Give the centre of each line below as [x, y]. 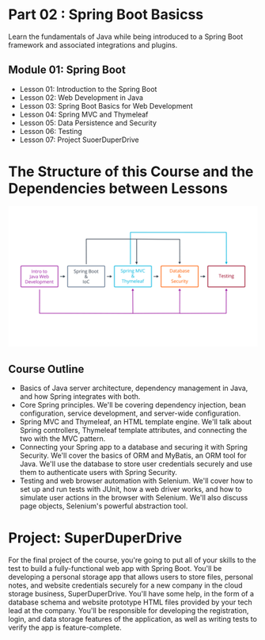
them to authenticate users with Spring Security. [98, 472]
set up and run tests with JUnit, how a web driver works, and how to [131, 489]
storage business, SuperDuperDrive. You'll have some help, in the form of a [131, 593]
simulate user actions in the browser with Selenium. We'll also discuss [134, 498]
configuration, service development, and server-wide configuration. [130, 413]
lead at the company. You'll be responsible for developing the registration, [129, 610]
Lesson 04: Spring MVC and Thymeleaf [84, 114]
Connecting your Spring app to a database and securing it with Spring [133, 447]
